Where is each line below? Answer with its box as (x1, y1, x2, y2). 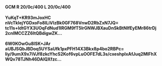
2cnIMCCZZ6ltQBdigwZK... (5, 30, 62, 36)
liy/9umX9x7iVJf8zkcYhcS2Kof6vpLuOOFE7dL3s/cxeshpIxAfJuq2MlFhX (5, 51, 157, 57)
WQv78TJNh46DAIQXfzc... (5, 56, 62, 62)
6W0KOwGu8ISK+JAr (5, 41, 51, 46)
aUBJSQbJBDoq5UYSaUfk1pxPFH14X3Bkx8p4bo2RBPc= (5, 46, 124, 52)
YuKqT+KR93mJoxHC (5, 15, 51, 21)
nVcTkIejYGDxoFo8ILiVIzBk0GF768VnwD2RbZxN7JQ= (5, 20, 119, 26)
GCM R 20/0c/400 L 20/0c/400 (5, 4, 71, 10)
